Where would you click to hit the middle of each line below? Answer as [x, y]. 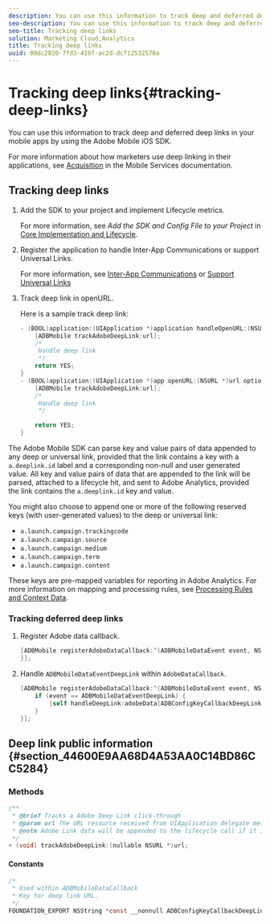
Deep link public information [81, 743]
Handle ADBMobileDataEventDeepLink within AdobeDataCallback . [123, 674]
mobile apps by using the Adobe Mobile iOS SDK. [90, 141]
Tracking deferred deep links [66, 619]
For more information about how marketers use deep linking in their [120, 156]
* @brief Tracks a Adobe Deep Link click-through [96, 815]
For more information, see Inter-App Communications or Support [127, 274]
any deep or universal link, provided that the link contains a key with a [124, 457]
